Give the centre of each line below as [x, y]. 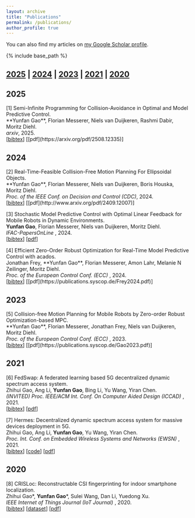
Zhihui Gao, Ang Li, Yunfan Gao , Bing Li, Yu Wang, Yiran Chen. [81, 390]
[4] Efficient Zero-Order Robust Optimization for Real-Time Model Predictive [97, 251]
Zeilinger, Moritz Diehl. [33, 269]
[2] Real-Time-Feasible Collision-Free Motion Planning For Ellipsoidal [89, 172]
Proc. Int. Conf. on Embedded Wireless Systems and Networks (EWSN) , [93, 438]
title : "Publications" [34, 17]
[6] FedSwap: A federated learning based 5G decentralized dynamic [88, 378]
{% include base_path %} [37, 56]
